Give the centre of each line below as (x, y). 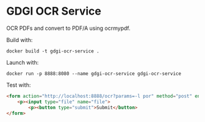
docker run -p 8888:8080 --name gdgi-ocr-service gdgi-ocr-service (94, 74)
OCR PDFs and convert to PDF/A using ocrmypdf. (68, 28)
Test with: (19, 85)
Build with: (20, 40)
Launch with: (23, 62)
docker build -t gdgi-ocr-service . (53, 51)
